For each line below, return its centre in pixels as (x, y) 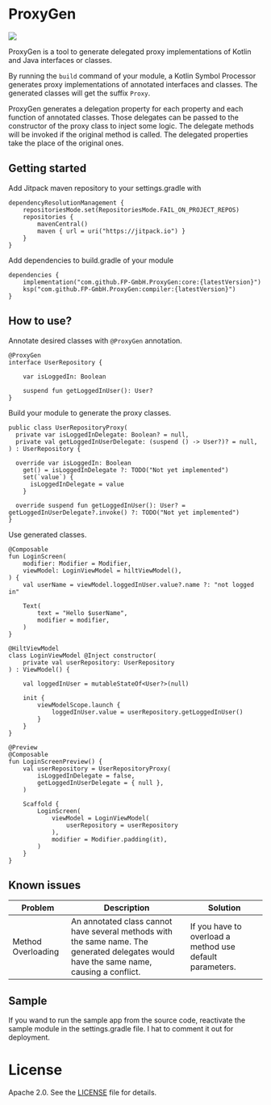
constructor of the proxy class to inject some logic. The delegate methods (131, 125)
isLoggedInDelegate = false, (86, 776)
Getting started (48, 169)
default (204, 957)
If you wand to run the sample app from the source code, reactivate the (127, 1020)
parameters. (213, 967)
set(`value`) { (48, 477)
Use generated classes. (48, 534)
